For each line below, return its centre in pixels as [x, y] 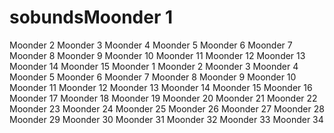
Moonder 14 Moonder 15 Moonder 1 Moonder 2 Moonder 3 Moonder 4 [154, 66]
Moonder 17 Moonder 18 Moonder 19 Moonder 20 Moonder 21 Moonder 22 [163, 98]
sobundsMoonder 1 [91, 17]
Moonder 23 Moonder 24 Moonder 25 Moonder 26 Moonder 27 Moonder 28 [167, 108]
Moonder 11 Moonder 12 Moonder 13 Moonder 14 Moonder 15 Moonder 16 [161, 87]
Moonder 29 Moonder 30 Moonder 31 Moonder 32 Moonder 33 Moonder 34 [166, 119]
